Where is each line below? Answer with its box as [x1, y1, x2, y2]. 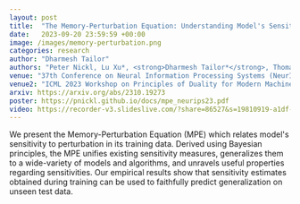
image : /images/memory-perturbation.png [9, 38, 162, 47]
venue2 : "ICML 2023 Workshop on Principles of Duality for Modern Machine [9, 80, 294, 89]
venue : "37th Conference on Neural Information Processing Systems [9, 72, 266, 81]
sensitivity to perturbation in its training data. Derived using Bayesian [9, 139, 262, 149]
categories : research [9, 47, 90, 55]
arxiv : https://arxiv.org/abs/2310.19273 [9, 88, 166, 97]
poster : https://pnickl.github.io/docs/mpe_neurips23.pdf [9, 96, 229, 106]
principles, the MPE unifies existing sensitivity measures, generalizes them [9, 149, 284, 159]
